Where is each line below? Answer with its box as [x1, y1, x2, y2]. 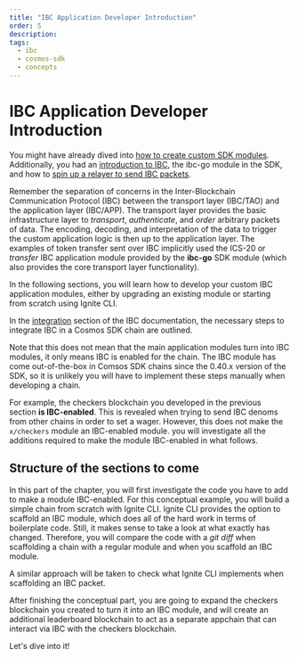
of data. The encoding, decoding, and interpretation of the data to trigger [9, 224, 278, 234]
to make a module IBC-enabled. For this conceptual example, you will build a [9, 494, 290, 505]
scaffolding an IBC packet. [9, 577, 107, 588]
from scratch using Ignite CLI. [9, 298, 118, 308]
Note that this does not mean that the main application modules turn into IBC [9, 341, 290, 352]
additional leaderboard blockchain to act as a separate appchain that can [9, 613, 278, 624]
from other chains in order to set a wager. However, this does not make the [9, 415, 284, 426]
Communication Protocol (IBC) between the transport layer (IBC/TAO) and [9, 195, 280, 206]
